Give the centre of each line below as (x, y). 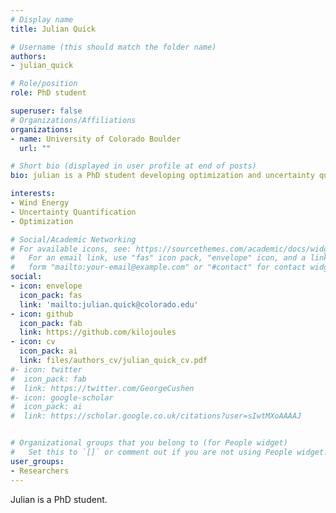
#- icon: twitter (46, 369)
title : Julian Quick (53, 29)
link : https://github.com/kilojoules (98, 332)
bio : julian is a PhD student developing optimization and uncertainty (162, 176)
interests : (33, 194)
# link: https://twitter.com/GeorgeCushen (102, 388)
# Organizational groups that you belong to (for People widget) (149, 443)
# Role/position (44, 84)
